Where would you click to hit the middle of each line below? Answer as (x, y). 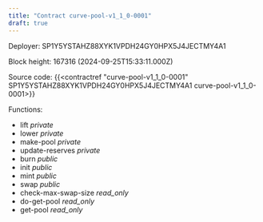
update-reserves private (60, 150)
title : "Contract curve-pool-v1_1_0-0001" (80, 16)
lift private (36, 125)
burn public (39, 159)
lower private (42, 133)
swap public (40, 184)
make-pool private (50, 141)
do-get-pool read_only (57, 201)
